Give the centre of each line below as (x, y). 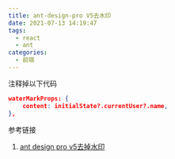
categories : (28, 52)
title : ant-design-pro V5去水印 (60, 16)
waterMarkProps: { (38, 99)
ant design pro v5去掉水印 (62, 146)
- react (28, 38)
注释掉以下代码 (32, 83)
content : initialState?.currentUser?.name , (95, 106)
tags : (17, 30)
